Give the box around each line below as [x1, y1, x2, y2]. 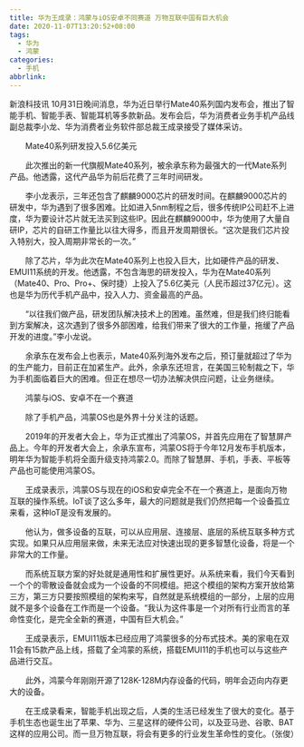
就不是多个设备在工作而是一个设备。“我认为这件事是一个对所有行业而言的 [9, 602, 283, 613]
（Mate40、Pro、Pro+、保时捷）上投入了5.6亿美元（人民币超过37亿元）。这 [9, 278, 292, 289]
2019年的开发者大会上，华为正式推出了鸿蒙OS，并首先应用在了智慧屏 [24, 430, 285, 441]
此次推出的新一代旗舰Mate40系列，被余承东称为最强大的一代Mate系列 [24, 160, 288, 171]
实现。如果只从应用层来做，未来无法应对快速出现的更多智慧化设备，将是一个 [9, 537, 295, 548]
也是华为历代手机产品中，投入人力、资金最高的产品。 [9, 289, 208, 300]
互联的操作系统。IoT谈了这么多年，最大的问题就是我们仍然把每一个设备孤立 [9, 496, 291, 506]
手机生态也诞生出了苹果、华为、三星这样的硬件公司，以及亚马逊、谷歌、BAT [9, 716, 294, 727]
